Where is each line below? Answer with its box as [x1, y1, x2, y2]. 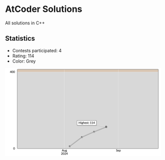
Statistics [5, 34, 36, 43]
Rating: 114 [12, 53, 35, 59]
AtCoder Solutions [5, 3, 82, 15]
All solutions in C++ [5, 20, 45, 26]
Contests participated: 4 [12, 47, 62, 53]
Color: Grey [12, 58, 36, 64]
